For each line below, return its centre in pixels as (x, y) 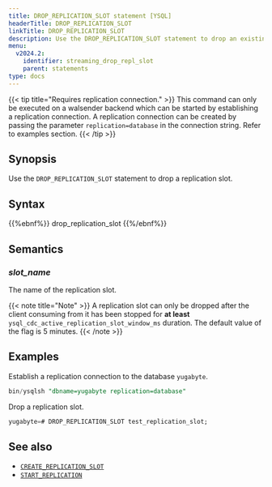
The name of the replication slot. (63, 289)
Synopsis (32, 159)
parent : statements (56, 69)
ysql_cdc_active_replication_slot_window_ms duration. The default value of (135, 323)
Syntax (27, 204)
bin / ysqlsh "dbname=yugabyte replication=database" (97, 391)
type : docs (27, 76)
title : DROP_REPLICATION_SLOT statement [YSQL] (90, 16)
